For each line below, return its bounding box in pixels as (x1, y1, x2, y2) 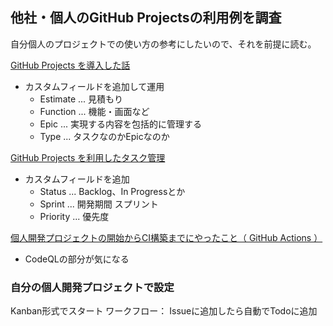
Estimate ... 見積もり (39, 93, 124, 105)
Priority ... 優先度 (39, 210, 110, 222)
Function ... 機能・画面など (39, 105, 150, 117)
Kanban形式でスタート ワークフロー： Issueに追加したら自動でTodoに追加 (10, 305, 318, 317)
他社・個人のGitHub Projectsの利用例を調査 (10, 9, 282, 27)
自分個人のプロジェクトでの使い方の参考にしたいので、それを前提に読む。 (10, 38, 317, 50)
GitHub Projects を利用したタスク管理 (10, 151, 166, 163)
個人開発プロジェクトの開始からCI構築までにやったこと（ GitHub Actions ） (10, 231, 323, 243)
